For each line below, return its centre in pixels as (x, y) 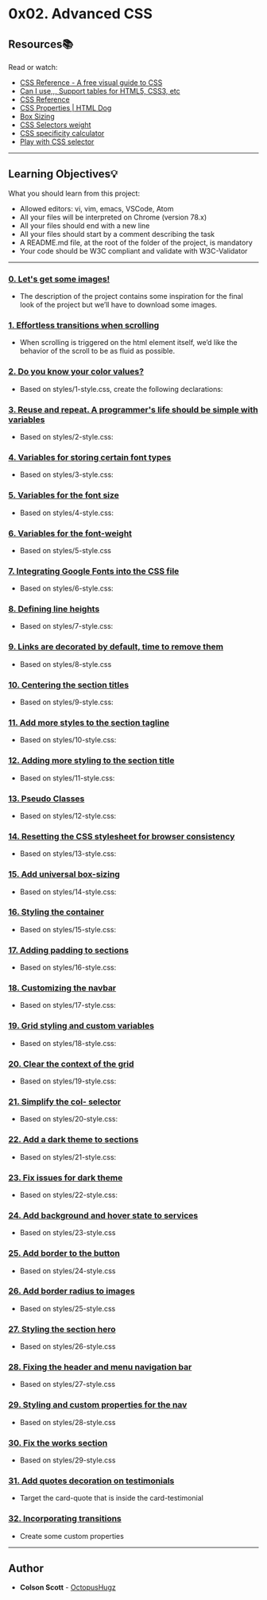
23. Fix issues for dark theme (66, 1177)
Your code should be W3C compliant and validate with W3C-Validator (133, 250)
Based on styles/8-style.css (66, 664)
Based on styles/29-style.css (68, 1460)
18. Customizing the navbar (62, 988)
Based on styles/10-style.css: (68, 740)
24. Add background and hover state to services (103, 1215)
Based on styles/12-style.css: (68, 815)
